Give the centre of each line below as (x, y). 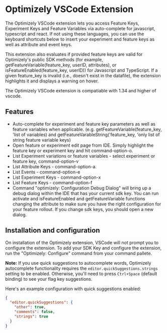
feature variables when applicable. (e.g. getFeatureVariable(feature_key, (87, 129)
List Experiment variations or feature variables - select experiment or (84, 156)
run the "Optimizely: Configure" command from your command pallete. (79, 253)
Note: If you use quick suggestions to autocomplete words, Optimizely (78, 263)
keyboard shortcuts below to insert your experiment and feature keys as (80, 39)
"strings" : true (31, 317)
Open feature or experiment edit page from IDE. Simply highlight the (83, 145)
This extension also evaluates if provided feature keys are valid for (74, 54)
